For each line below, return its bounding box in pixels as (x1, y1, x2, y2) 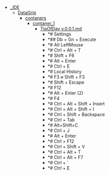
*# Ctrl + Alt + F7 (47, 154, 83, 160)
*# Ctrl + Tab (47, 117, 75, 123)
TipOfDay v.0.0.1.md (40, 26, 82, 32)
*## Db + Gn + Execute (47, 36, 96, 42)
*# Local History (47, 69, 82, 75)
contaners (25, 15, 46, 21)
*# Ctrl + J (47, 128, 70, 133)
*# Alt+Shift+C (47, 122, 78, 128)
